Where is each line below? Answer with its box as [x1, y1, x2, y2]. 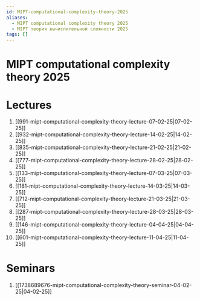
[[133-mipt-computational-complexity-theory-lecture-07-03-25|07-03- [15, 170, 193, 177]
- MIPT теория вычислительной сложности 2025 [11, 25, 129, 32]
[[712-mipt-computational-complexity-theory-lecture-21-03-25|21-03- [15, 195, 190, 203]
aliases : [6, 15, 28, 21]
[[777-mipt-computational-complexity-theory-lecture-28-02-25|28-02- [15, 157, 193, 164]
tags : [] [6, 31, 28, 38]
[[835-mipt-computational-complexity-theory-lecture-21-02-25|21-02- [15, 144, 192, 151]
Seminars [6, 262, 56, 276]
